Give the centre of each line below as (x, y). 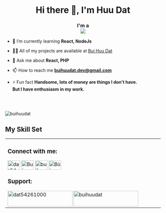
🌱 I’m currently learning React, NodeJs (52, 41)
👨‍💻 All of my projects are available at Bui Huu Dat (62, 51)
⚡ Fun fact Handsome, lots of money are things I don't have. (75, 82)
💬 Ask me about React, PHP (41, 60)
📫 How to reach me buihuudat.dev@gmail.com (62, 70)
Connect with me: (33, 151)
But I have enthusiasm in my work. (48, 89)
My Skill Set (24, 129)
